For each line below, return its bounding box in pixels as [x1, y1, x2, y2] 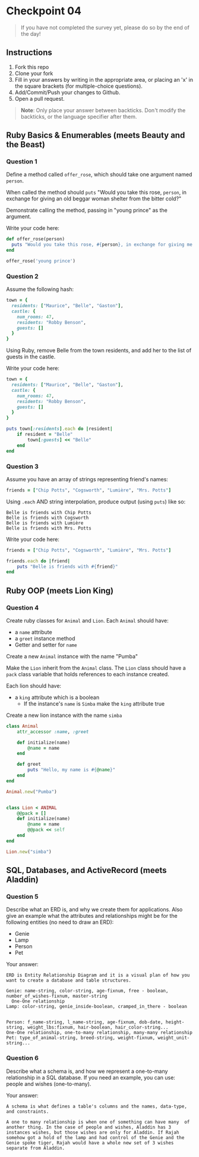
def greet [17, 762, 42, 768]
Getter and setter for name [14, 641, 77, 648]
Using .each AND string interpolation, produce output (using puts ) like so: [6, 498, 186, 505]
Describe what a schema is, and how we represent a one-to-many [6, 1068, 168, 1075]
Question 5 [6, 893, 39, 901]
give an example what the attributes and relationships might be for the [6, 912, 178, 920]
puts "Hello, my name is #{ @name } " [27, 767, 116, 773]
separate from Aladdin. [6, 1145, 65, 1151]
